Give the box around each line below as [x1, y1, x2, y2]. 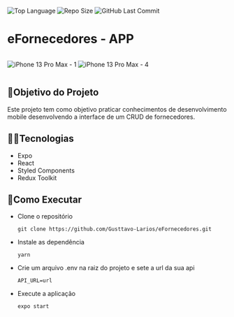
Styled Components [17, 166, 75, 175]
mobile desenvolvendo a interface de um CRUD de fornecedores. [7, 112, 196, 121]
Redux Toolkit [17, 173, 57, 182]
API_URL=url [17, 277, 52, 284]
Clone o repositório [17, 212, 73, 221]
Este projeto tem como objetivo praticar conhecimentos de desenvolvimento [7, 105, 227, 113]
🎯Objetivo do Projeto [7, 87, 99, 98]
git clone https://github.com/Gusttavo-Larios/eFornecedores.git [17, 226, 212, 233]
